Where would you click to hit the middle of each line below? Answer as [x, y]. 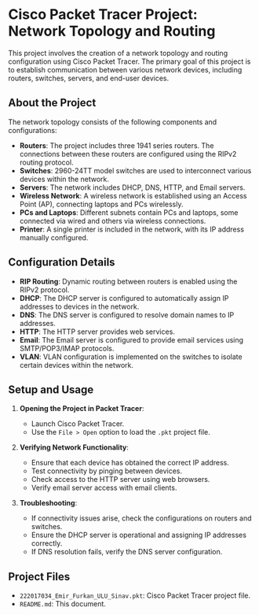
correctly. [47, 543]
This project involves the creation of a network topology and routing [118, 53]
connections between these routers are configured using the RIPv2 [128, 154]
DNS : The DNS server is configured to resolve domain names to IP [127, 315]
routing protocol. [46, 162]
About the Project [52, 103]
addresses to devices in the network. [79, 306]
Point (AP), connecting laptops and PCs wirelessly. [101, 204]
